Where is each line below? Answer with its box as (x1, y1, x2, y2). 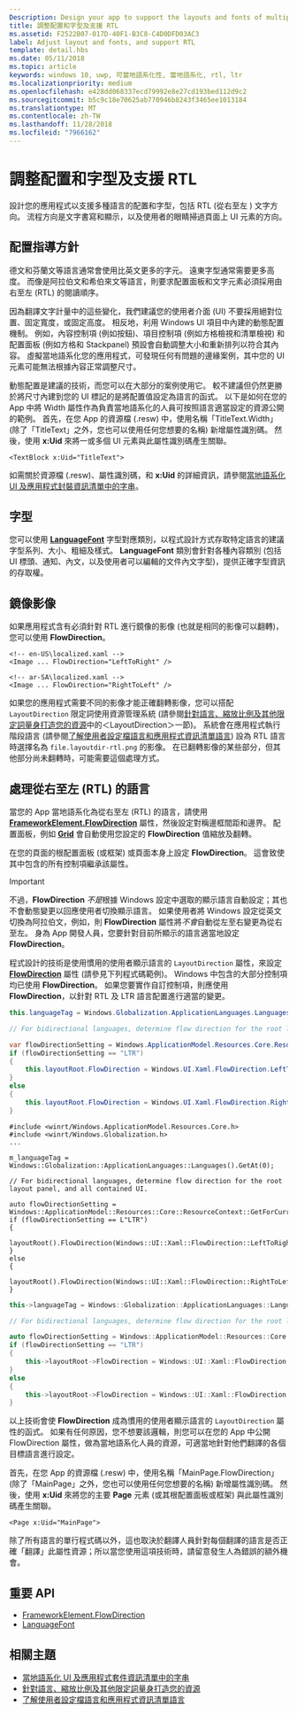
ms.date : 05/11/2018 (9, 54, 86, 63)
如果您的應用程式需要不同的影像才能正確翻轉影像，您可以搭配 (9, 697, 234, 709)
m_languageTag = (9, 1153, 69, 1162)
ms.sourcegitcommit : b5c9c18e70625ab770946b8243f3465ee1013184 (9, 95, 247, 105)
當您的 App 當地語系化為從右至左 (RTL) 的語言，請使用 (9, 807, 208, 818)
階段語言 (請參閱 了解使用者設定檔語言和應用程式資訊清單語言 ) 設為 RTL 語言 (9, 731, 286, 741)
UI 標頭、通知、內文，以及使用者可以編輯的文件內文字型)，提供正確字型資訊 (9, 556, 286, 567)
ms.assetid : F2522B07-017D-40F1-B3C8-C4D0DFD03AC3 (9, 29, 200, 38)
